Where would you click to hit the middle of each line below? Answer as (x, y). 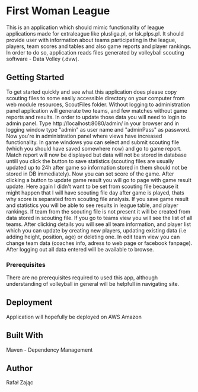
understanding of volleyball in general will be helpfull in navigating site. (93, 284)
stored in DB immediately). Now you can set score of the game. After (90, 174)
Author (19, 369)
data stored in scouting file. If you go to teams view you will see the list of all (99, 218)
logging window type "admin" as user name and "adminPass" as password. (98, 129)
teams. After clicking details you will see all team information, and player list (99, 224)
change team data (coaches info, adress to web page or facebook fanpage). (99, 243)
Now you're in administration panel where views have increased (84, 136)
